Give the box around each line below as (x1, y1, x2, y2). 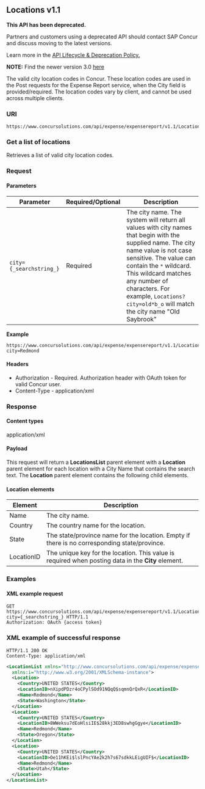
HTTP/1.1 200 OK (6, 647, 48, 653)
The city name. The (126, 208, 182, 216)
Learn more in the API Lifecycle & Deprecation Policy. (6, 51, 140, 59)
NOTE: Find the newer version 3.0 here (6, 63, 105, 70)
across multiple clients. (6, 94, 65, 101)
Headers (6, 361, 29, 368)
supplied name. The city (126, 238, 195, 247)
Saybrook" (126, 315, 157, 323)
